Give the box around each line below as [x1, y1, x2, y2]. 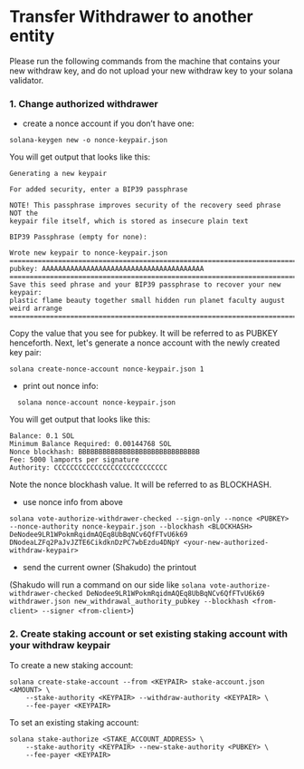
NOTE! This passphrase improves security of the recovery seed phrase [9, 201, 281, 210]
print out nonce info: [22, 381, 100, 392]
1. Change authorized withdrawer [9, 97, 158, 110]
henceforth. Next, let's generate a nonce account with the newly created [9, 337, 280, 348]
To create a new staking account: [9, 659, 134, 670]
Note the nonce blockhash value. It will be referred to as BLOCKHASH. [9, 479, 272, 491]
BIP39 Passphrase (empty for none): [9, 233, 147, 242]
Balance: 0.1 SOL [9, 432, 75, 441]
